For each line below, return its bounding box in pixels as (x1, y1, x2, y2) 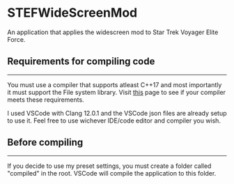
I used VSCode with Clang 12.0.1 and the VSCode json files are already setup (7, 109, 227, 117)
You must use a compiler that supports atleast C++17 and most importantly (7, 80, 222, 89)
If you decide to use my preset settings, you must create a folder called (7, 162, 212, 170)
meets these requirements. (7, 95, 85, 104)
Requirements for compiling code (7, 56, 155, 68)
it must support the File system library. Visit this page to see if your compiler (7, 88, 226, 96)
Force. (7, 35, 26, 43)
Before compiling (7, 137, 84, 148)
